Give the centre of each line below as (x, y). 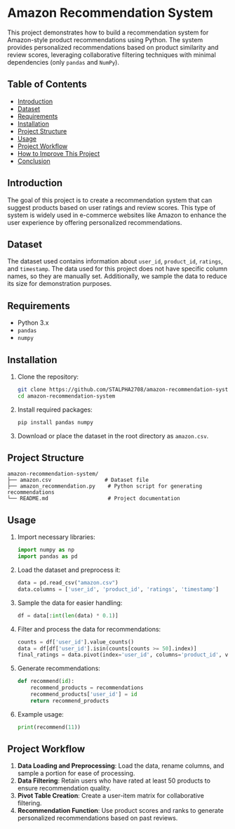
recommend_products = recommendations (87, 688)
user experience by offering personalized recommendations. (95, 222)
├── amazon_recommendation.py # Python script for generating (105, 486)
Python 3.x (33, 323)
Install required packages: (55, 410)
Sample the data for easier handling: (70, 603)
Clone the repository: (48, 377)
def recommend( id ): (46, 681)
